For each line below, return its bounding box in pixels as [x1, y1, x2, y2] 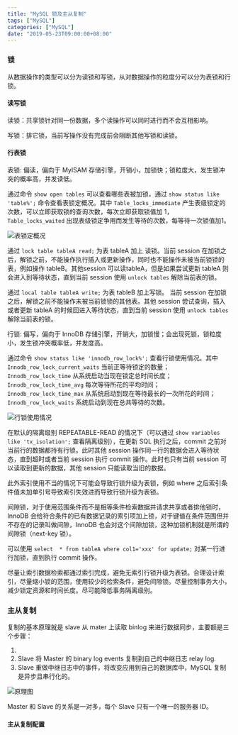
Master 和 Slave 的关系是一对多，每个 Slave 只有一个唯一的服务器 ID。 [7, 702, 212, 711]
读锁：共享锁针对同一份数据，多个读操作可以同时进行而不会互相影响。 [7, 116, 212, 124]
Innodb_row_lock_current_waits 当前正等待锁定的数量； [7, 363, 170, 371]
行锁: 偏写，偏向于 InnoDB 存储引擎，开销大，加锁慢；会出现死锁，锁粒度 [7, 329, 222, 338]
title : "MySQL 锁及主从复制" [7, 10, 87, 18]
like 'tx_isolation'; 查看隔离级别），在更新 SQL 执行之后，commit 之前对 [7, 437, 227, 446]
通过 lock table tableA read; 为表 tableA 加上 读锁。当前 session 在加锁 [7, 246, 221, 255]
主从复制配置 [7, 719, 45, 728]
